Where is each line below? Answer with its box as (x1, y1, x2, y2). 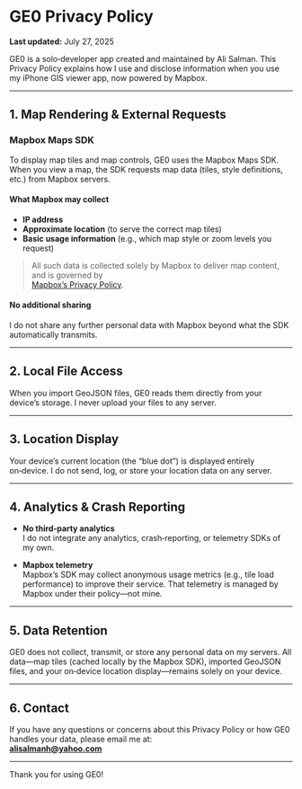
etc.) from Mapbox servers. (9, 173, 111, 184)
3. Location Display (9, 431, 120, 447)
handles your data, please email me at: (9, 734, 153, 745)
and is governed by (31, 270, 103, 280)
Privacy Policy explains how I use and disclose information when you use (9, 63, 280, 74)
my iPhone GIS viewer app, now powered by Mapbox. (9, 72, 209, 83)
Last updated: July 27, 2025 (9, 36, 115, 47)
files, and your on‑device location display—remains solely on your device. (9, 666, 283, 677)
